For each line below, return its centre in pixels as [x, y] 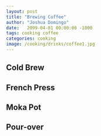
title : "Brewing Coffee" [36, 17]
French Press [31, 87]
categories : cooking [31, 39]
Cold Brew [25, 68]
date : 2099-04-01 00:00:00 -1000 [49, 28]
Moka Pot [24, 108]
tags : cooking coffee [32, 33]
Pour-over [25, 127]
